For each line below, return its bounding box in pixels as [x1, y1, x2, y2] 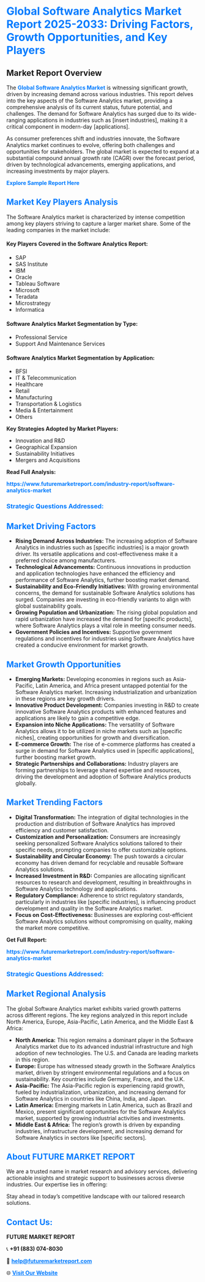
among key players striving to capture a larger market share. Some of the [6, 219, 191, 227]
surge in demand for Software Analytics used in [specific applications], [15, 747, 195, 754]
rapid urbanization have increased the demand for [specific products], [15, 616, 193, 623]
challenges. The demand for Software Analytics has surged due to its [6, 110, 181, 117]
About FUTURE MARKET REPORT [6, 1152, 136, 1162]
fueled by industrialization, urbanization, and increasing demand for [15, 1088, 187, 1096]
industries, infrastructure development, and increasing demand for [15, 1127, 184, 1134]
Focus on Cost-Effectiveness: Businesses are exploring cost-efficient [15, 911, 193, 918]
